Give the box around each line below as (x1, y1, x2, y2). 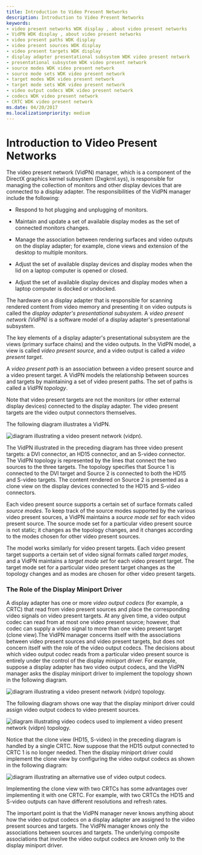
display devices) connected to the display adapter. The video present (6, 402, 178, 410)
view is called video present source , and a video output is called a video (6, 347, 185, 354)
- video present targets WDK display (6, 48, 101, 54)
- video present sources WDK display (6, 43, 101, 49)
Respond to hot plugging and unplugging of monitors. (14, 206, 148, 213)
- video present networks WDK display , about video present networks (6, 25, 188, 32)
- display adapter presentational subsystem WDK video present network (6, 54, 190, 60)
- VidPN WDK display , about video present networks (6, 31, 142, 37)
